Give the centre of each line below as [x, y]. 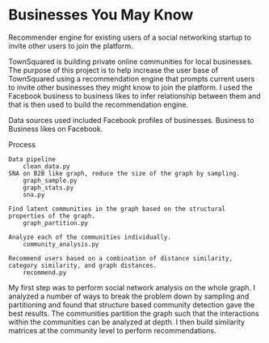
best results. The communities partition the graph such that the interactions [134, 313]
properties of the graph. [52, 216]
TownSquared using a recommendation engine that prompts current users [132, 78]
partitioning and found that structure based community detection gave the [132, 304]
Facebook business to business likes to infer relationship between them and [134, 95]
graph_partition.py [56, 223]
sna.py [34, 195]
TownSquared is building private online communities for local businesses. [130, 61]
